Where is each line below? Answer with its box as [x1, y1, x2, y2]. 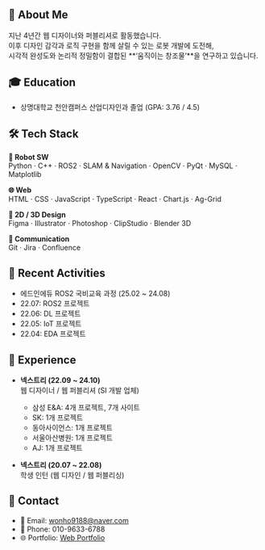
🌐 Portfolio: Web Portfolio [19, 532, 106, 542]
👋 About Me [8, 8, 68, 22]
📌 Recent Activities [8, 266, 106, 279]
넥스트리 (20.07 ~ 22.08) [19, 460, 102, 470]
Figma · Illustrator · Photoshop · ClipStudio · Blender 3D [8, 219, 192, 229]
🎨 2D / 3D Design [8, 210, 66, 220]
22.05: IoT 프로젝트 [19, 319, 82, 329]
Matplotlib [8, 170, 42, 179]
